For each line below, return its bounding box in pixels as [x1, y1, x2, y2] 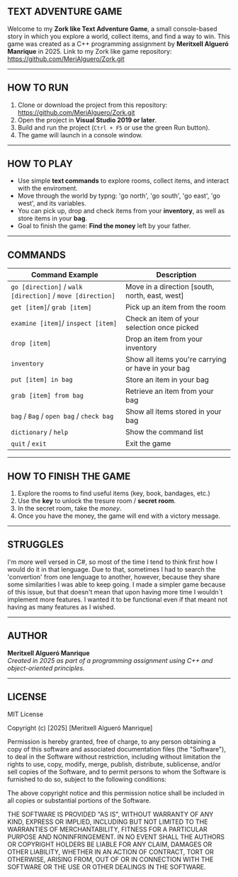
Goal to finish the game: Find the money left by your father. [17, 222, 191, 230]
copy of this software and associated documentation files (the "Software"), [7, 745, 227, 753]
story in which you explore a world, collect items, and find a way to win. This [7, 32, 230, 40]
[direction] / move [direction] [11, 290, 115, 300]
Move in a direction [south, [125, 282, 215, 292]
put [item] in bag [11, 375, 73, 384]
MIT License [7, 710, 44, 718]
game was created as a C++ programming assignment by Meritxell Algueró [7, 39, 229, 48]
